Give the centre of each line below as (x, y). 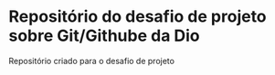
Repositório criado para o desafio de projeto (92, 61)
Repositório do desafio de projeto (137, 17)
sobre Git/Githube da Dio (104, 36)
